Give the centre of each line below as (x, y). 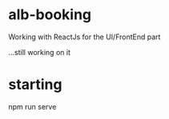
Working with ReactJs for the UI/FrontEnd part (84, 37)
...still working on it (39, 52)
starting (35, 85)
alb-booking (50, 15)
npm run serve (32, 106)
